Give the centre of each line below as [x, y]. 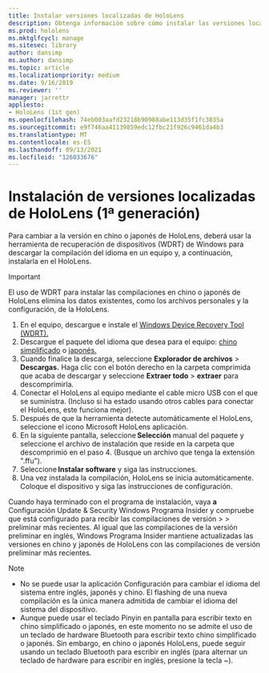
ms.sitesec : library [43, 46]
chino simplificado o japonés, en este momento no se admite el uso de [136, 627]
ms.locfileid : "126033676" [53, 157]
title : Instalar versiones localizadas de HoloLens [96, 16]
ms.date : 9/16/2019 [41, 82]
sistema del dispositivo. [58, 610]
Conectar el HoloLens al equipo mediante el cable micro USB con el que [139, 393]
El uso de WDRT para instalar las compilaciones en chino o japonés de [124, 292]
